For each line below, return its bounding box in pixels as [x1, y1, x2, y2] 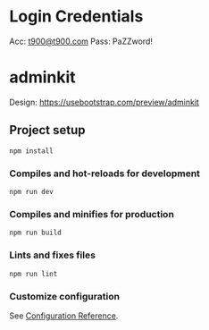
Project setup [9, 123, 87, 138]
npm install [9, 146, 54, 156]
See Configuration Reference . [9, 310, 119, 321]
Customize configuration [9, 290, 121, 302]
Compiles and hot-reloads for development [9, 167, 201, 180]
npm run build [9, 228, 63, 238]
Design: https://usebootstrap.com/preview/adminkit [9, 97, 199, 107]
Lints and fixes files [9, 249, 96, 261]
